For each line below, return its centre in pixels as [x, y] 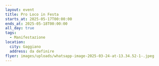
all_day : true [20, 28]
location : [15, 42]
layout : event [20, 10]
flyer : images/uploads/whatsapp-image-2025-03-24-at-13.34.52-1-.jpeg [80, 56]
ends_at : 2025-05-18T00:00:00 [37, 24]
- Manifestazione [28, 38]
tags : [11, 33]
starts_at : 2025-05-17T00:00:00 [39, 19]
